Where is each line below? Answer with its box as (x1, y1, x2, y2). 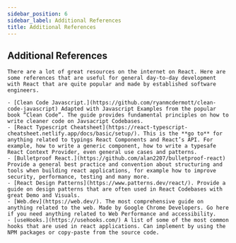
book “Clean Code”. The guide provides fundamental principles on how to (7, 112, 230, 119)
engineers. (7, 87, 40, 94)
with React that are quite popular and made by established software (7, 81, 217, 88)
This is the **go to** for (143, 130, 223, 138)
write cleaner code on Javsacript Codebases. (7, 118, 143, 125)
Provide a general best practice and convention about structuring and (7, 161, 223, 168)
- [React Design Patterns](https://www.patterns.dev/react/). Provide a (7, 179, 226, 187)
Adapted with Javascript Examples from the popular (61, 105, 217, 113)
